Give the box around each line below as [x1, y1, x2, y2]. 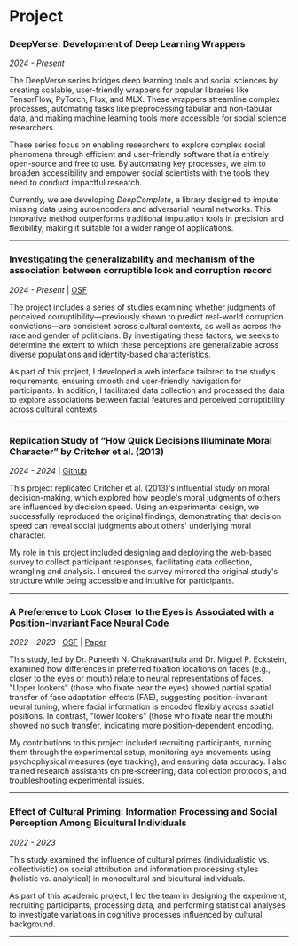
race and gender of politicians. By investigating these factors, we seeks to [9, 330, 280, 341]
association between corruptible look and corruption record [9, 264, 273, 277]
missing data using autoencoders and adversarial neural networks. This [9, 204, 271, 215]
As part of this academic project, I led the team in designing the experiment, [9, 890, 286, 901]
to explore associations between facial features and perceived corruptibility [9, 394, 286, 405]
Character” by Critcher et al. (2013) [9, 445, 165, 458]
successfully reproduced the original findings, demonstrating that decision [9, 511, 282, 522]
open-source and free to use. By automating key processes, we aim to [9, 158, 266, 169]
